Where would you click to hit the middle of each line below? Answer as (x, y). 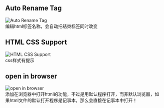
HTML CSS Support (36, 42)
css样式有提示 (20, 60)
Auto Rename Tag (33, 8)
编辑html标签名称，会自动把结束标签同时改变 (51, 26)
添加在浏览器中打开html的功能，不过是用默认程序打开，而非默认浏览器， (80, 94)
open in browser (31, 76)
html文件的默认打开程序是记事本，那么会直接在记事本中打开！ (73, 100)
